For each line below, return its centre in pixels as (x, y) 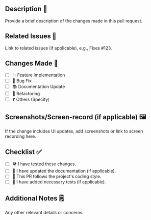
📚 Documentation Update (38, 87)
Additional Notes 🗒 (35, 198)
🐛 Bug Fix (22, 81)
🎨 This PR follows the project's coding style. (57, 176)
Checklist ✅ (24, 152)
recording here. (21, 136)
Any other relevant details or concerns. (45, 213)
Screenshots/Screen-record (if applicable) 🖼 (76, 117)
